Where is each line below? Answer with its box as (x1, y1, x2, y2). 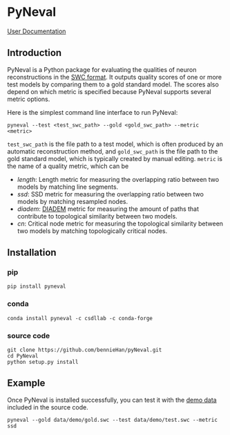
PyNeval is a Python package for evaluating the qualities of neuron (7, 65, 197, 73)
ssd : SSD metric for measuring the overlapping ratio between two (17, 189, 204, 198)
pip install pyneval (7, 283, 67, 290)
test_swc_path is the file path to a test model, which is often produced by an (7, 140, 223, 148)
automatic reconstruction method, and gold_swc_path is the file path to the (7, 147, 218, 156)
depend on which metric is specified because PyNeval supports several (7, 87, 212, 95)
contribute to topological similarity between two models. (17, 212, 178, 220)
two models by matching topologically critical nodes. (17, 226, 168, 235)
